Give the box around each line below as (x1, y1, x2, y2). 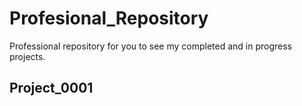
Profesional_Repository (9, 7, 209, 30)
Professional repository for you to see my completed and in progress (9, 40, 292, 52)
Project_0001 (9, 80, 94, 97)
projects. (9, 50, 46, 62)
